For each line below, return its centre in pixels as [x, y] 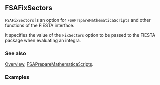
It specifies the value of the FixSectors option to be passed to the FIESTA [80, 35]
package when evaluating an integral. [43, 40]
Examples [17, 77]
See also [16, 53]
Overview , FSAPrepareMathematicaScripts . [49, 64]
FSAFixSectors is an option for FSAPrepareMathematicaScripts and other [78, 20]
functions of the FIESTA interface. [40, 25]
